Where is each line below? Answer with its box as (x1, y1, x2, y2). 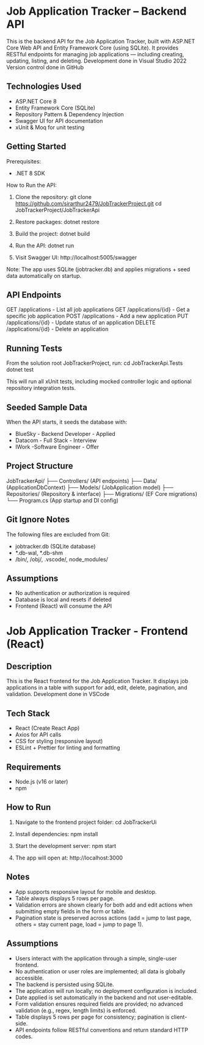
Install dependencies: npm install (15, 830, 98, 837)
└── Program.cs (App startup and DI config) (6, 496, 119, 504)
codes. (15, 1033, 33, 1040)
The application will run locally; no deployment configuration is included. (15, 987, 199, 994)
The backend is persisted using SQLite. (15, 981, 114, 988)
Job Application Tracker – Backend (6, 4, 187, 18)
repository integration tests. (6, 384, 76, 392)
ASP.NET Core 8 (15, 97, 57, 105)
